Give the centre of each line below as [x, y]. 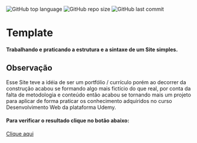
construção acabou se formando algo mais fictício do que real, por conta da [98, 88]
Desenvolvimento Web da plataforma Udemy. [61, 107]
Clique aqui [20, 134]
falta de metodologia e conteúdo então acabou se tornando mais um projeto [99, 95]
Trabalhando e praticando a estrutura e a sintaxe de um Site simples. [92, 49]
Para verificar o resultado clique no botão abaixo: [68, 121]
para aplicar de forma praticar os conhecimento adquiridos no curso [89, 101]
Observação [29, 68]
